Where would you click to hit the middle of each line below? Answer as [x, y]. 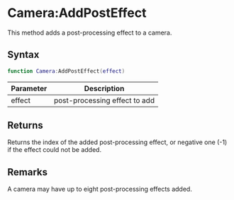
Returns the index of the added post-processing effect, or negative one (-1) [117, 142]
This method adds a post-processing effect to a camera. [90, 33]
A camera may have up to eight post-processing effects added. [100, 189]
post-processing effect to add [104, 100]
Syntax [23, 55]
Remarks [28, 172]
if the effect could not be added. [54, 150]
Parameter [29, 88]
